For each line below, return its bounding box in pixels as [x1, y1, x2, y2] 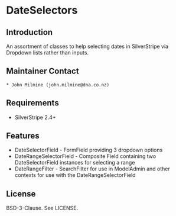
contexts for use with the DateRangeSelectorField [14, 172, 136, 179]
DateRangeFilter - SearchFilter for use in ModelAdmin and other [14, 165, 170, 172]
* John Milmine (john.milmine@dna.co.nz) [6, 82, 110, 88]
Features [6, 131, 40, 141]
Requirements [6, 98, 59, 108]
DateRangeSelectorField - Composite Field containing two [14, 153, 157, 160]
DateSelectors [6, 4, 78, 17]
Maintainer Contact [6, 66, 79, 76]
